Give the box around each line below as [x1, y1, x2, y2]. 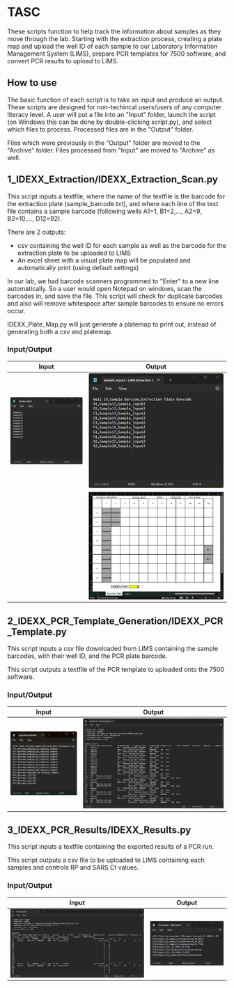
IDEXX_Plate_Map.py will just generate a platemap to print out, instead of [7, 320, 217, 328]
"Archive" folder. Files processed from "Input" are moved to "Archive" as [7, 146, 215, 154]
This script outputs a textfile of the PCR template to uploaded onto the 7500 [7, 666, 225, 674]
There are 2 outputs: [7, 228, 66, 236]
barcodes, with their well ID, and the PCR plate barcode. [7, 652, 168, 660]
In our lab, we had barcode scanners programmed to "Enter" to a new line [7, 276, 219, 285]
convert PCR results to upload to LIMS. [7, 56, 118, 65]
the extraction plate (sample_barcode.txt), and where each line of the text [7, 199, 219, 207]
